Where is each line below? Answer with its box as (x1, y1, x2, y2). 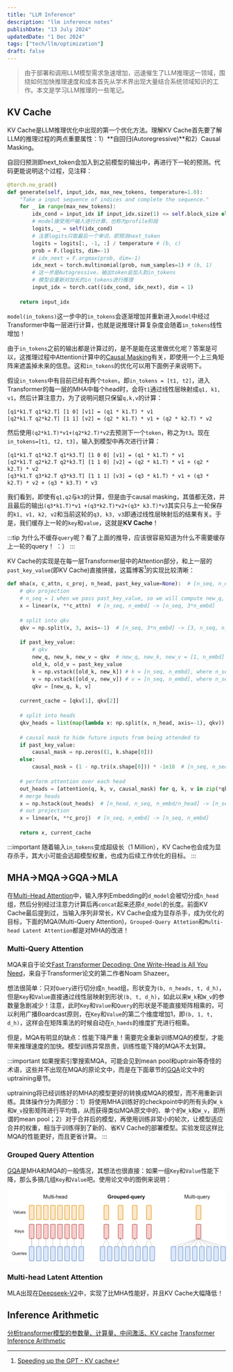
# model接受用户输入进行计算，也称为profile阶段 (32, 218, 158, 225)
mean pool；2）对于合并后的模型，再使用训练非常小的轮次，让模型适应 (19, 1115, 223, 1123)
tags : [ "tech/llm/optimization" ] (7, 40, 104, 48)
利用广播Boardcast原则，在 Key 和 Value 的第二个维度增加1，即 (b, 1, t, (12, 1010, 214, 1019)
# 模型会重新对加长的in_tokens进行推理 (32, 276, 134, 284)
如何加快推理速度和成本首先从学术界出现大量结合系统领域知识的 (30, 77, 213, 85)
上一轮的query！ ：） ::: (7, 542, 76, 550)
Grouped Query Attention (7, 1150, 95, 1160)
